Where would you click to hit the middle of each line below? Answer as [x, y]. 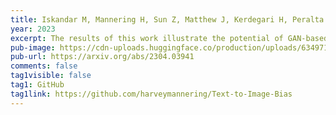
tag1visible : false [51, 76]
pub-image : [33, 47]
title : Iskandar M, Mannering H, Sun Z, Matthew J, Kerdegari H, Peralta [167, 19]
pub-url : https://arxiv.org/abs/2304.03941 [102, 57]
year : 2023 [33, 29]
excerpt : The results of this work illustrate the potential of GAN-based [169, 38]
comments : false [44, 66]
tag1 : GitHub [37, 85]
